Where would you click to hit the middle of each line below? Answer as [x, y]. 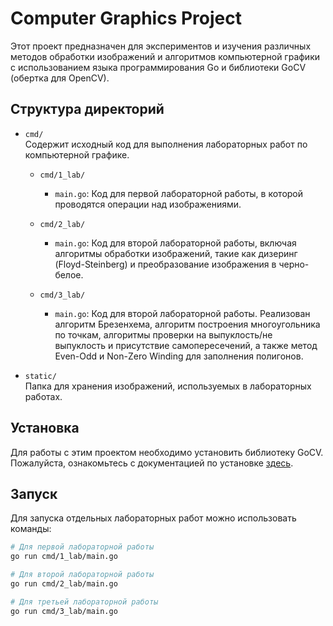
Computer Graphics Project [126, 18]
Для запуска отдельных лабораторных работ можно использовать [153, 518]
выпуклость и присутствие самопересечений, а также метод [186, 345]
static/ [40, 376]
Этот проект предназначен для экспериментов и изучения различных [161, 46]
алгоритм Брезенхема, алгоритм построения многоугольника [187, 324]
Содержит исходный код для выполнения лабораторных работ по [166, 144]
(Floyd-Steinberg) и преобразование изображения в [165, 264]
